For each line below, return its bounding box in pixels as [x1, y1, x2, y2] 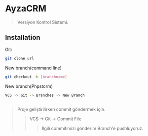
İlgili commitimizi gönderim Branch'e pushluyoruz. [41, 125, 144, 131]
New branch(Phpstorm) [5, 83, 53, 89]
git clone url [5, 56, 35, 61]
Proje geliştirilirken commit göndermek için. [17, 106, 106, 112]
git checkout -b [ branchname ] [5, 74, 68, 79]
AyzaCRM [5, 3, 47, 14]
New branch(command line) [5, 65, 62, 71]
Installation [5, 33, 40, 42]
